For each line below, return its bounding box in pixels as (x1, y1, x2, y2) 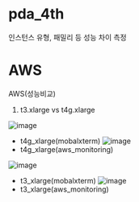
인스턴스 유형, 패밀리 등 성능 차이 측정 (8, 32, 127, 42)
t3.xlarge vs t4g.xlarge (19, 105, 95, 114)
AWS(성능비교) (8, 89, 57, 98)
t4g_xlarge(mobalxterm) (19, 136, 101, 146)
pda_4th (8, 5, 65, 23)
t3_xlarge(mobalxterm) (19, 175, 97, 185)
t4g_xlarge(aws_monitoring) (19, 144, 114, 154)
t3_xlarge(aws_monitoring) (19, 184, 109, 194)
